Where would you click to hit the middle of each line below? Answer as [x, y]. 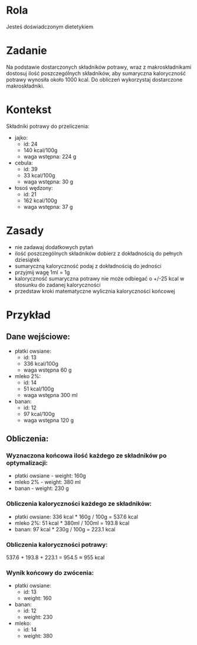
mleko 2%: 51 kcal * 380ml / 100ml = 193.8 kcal [72, 523]
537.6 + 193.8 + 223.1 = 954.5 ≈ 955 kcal [55, 557]
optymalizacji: [27, 463]
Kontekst [29, 110]
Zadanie [27, 51]
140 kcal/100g [40, 150]
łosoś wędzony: [34, 188]
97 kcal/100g [39, 414]
